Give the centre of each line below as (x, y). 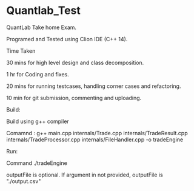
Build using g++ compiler (38, 121)
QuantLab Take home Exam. (42, 27)
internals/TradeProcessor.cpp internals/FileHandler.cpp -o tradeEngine (95, 139)
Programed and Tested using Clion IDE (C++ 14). (67, 39)
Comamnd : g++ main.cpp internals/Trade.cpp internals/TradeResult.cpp (97, 133)
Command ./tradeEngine (37, 163)
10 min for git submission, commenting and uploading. (74, 98)
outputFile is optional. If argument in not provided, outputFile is (85, 175)
